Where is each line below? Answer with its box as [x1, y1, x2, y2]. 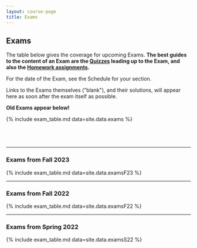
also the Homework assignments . [6, 64, 90, 71]
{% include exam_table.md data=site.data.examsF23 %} [6, 169, 142, 176]
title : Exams [6, 14, 38, 20]
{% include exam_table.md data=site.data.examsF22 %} [6, 202, 142, 209]
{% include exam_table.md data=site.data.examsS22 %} [6, 236, 142, 243]
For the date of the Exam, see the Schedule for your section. [6, 75, 152, 82]
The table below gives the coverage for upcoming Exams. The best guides [6, 51, 187, 59]
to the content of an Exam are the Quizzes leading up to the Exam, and [6, 58, 181, 65]
